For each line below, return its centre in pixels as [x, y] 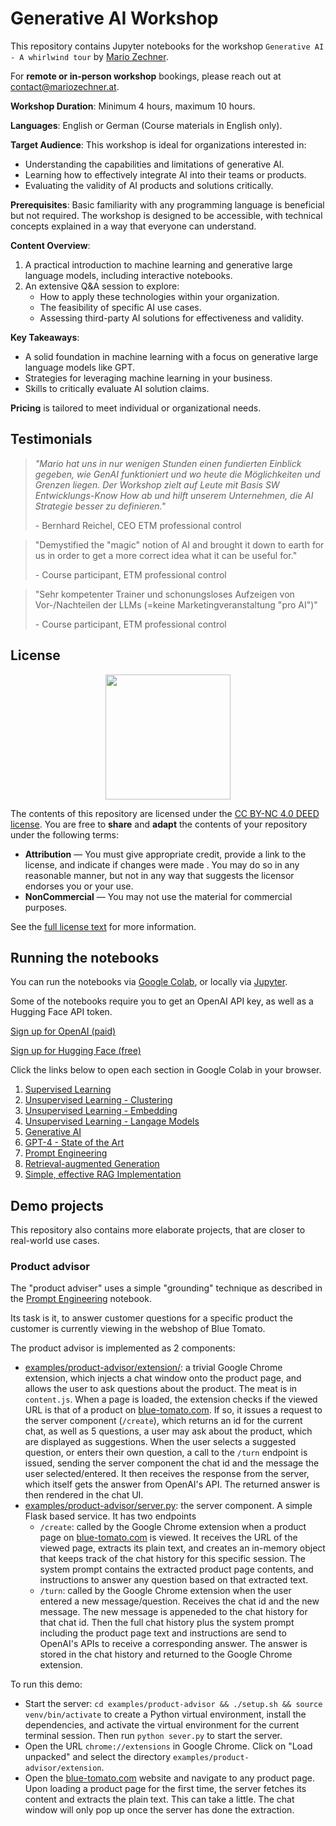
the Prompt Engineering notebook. [81, 1299]
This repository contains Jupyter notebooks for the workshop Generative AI [167, 46]
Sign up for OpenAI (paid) [63, 1031]
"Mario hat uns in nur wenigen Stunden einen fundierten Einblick [168, 463]
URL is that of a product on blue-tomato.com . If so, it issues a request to [173, 1410]
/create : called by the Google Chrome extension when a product [173, 1527]
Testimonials [51, 439]
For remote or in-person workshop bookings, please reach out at [146, 76]
